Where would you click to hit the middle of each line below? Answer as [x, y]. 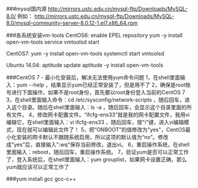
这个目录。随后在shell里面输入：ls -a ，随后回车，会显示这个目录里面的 [99, 107]
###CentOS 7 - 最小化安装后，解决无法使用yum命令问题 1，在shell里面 [93, 77]
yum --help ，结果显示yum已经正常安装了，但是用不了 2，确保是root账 [103, 85]
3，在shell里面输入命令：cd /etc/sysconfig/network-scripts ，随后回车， [95, 100]
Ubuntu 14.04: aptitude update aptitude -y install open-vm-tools [85, 65]
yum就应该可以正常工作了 [38, 167]
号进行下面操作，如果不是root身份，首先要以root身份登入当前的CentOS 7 [96, 92]
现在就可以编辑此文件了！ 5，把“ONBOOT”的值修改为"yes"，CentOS [101, 130]
